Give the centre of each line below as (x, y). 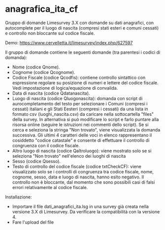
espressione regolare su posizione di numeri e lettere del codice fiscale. (85, 83)
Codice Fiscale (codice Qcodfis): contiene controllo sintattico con (79, 77)
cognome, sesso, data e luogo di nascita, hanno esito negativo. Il (78, 177)
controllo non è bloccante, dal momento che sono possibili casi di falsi (83, 182)
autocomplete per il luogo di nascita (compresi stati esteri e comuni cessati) (82, 28)
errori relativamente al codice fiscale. (50, 187)
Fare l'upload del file (33, 222)
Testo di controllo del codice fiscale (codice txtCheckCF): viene (77, 166)
